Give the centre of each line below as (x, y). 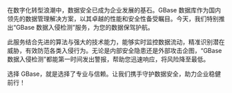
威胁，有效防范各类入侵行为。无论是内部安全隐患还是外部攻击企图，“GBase (115, 51)
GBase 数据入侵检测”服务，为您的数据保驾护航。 (85, 27)
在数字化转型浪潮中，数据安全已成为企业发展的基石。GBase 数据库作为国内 (114, 10)
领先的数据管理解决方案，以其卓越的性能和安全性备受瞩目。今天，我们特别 (113, 19)
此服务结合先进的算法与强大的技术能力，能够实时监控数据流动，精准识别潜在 (116, 42)
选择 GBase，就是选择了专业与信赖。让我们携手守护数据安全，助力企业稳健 (114, 74)
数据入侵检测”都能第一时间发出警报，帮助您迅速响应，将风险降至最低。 (108, 59)
